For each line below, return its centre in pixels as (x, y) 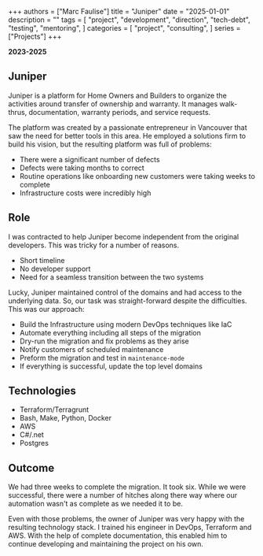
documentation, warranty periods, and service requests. (120, 112)
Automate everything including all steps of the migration (110, 332)
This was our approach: (46, 309)
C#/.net (32, 435)
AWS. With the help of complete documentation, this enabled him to (118, 536)
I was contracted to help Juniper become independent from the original (124, 236)
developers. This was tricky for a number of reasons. (94, 245)
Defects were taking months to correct (82, 168)
